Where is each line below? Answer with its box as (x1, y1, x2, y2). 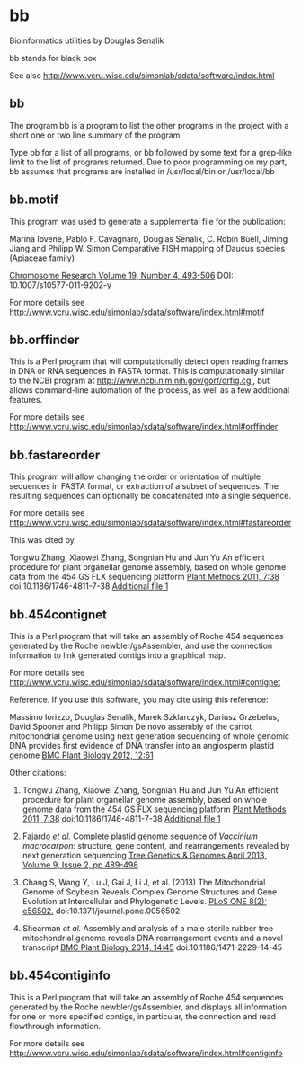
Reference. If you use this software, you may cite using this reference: (9, 694, 269, 705)
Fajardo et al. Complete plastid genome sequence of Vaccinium (22, 831, 258, 841)
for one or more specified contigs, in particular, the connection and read (9, 1010, 277, 1021)
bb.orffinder (9, 332, 80, 347)
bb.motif (9, 192, 59, 208)
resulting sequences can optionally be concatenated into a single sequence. (9, 491, 292, 502)
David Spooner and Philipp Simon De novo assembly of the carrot (9, 721, 252, 732)
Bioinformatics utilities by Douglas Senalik (9, 35, 164, 46)
